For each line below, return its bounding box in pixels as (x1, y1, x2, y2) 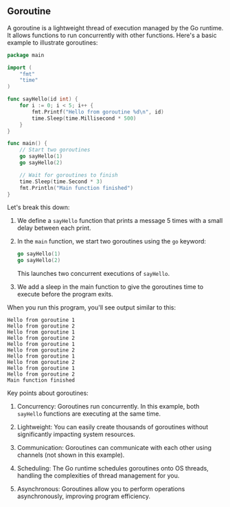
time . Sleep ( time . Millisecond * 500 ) (32, 115, 137, 122)
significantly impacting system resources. (16, 430, 135, 439)
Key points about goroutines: (7, 389, 89, 398)
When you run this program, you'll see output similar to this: (7, 303, 176, 312)
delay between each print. (16, 224, 91, 233)
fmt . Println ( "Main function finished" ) (19, 184, 134, 191)
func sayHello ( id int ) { (7, 96, 78, 103)
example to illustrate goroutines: (7, 38, 98, 47)
